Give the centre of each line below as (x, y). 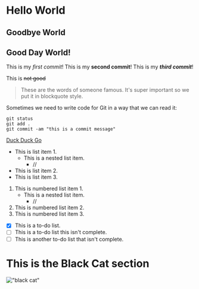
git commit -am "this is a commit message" (61, 129)
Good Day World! (38, 52)
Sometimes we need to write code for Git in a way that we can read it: (92, 108)
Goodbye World (36, 32)
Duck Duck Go (24, 140)
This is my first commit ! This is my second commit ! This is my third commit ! (100, 67)
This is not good (26, 79)
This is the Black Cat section (78, 263)
